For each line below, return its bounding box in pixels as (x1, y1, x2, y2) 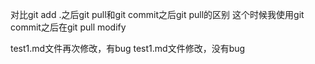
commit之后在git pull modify (10, 21, 127, 33)
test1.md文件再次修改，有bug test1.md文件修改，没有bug (10, 43, 246, 54)
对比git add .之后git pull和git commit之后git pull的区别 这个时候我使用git (10, 9, 305, 20)
